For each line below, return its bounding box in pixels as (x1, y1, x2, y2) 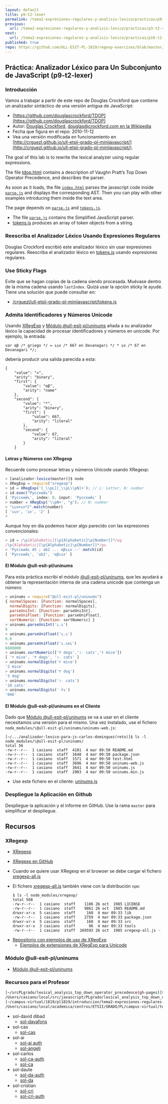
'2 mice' (5, 664, 23, 669)
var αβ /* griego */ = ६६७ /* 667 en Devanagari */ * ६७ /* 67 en (5, 343, 146, 348)
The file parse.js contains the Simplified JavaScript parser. (12, 214, 134, 221)
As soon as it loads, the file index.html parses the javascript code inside (5, 184, 154, 191)
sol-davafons (19, 1018, 47, 1024)
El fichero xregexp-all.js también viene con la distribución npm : (12, 883, 140, 889)
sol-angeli (19, 1045, 41, 1051)
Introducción (5, 86, 37, 93)
